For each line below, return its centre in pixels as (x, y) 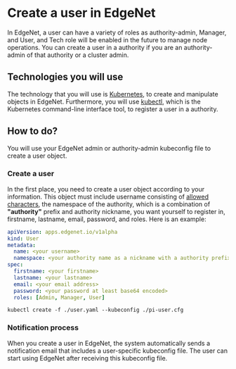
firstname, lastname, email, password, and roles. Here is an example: (107, 219)
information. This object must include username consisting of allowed (108, 196)
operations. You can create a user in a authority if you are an (95, 47)
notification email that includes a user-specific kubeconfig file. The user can (118, 351)
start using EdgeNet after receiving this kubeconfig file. (87, 358)
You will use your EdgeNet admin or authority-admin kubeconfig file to (109, 148)
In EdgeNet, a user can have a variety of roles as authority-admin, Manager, (117, 32)
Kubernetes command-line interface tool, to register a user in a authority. (113, 109)
